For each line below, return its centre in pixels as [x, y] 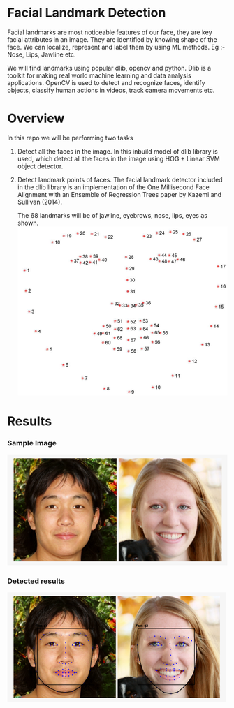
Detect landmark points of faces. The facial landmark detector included [120, 179]
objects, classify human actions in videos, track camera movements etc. [111, 90]
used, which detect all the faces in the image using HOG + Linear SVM [118, 158]
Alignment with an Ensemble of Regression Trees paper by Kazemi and [119, 194]
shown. [28, 223]
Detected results [36, 581]
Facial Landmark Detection [87, 13]
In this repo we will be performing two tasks [70, 138]
